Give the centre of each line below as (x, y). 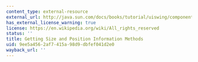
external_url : (24, 17)
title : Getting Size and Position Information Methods (75, 39)
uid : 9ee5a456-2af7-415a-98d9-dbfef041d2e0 (60, 45)
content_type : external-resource (47, 12)
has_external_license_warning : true (51, 22)
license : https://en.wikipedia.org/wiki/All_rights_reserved (83, 28)
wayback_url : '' (26, 50)
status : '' (19, 34)
